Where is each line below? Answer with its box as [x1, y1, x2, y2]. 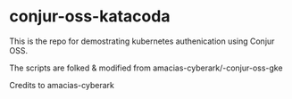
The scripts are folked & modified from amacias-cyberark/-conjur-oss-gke [9, 62, 283, 73]
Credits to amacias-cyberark [9, 79, 114, 90]
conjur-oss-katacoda [9, 6, 171, 27]
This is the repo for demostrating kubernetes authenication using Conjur [9, 36, 275, 46]
